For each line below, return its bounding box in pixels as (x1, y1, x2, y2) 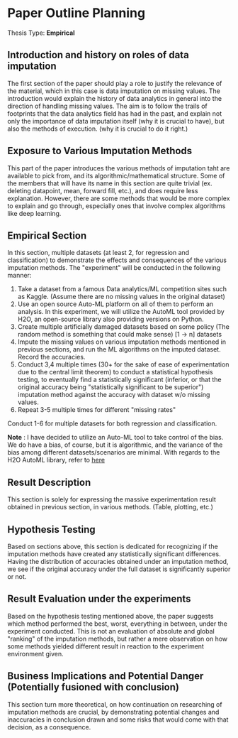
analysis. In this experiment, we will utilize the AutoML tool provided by (17, 308, 225, 316)
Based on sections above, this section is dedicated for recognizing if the (7, 542, 218, 550)
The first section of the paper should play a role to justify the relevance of (7, 79, 222, 87)
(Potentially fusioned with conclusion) (7, 681, 179, 693)
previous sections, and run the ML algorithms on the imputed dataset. (17, 345, 221, 354)
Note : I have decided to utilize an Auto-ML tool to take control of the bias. (7, 433, 224, 442)
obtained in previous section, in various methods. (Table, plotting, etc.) (7, 503, 214, 511)
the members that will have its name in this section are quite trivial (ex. (7, 179, 212, 188)
